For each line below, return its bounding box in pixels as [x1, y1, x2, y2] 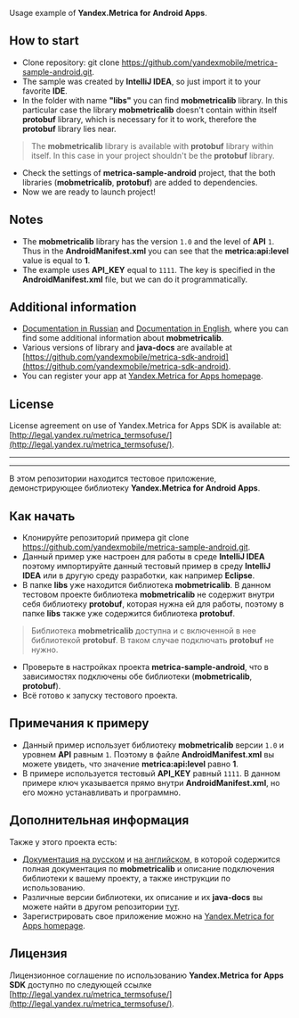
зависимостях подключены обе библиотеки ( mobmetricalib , [21, 671, 253, 682]
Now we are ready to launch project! [21, 186, 156, 197]
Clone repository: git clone [21, 57, 120, 68]
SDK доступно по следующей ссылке [9, 979, 152, 989]
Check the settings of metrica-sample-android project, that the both [21, 167, 276, 178]
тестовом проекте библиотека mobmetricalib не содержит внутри [21, 589, 275, 600]
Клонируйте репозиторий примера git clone [21, 533, 190, 543]
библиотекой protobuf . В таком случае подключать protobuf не [30, 635, 274, 646]
